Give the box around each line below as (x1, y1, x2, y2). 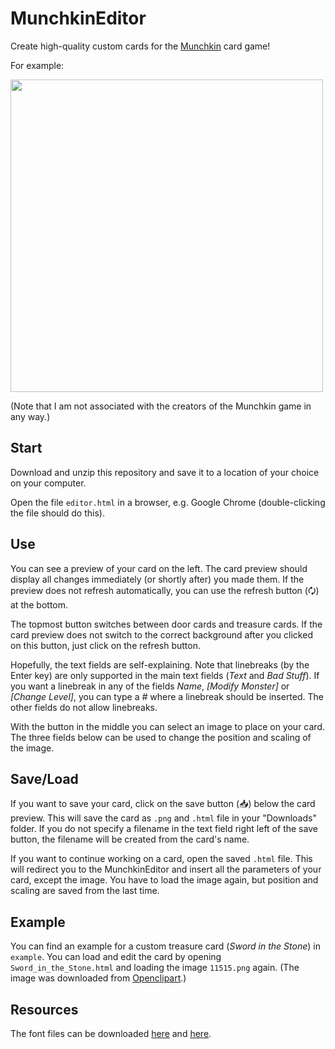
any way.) (10, 410, 51, 422)
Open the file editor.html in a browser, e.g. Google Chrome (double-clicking (10, 496, 326, 508)
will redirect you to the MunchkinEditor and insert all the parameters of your (10, 863, 322, 876)
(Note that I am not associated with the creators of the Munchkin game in (10, 400, 312, 412)
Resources (10, 1001, 79, 1018)
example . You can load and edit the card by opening (10, 951, 222, 963)
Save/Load (10, 770, 79, 787)
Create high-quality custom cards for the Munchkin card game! (10, 40, 271, 52)
